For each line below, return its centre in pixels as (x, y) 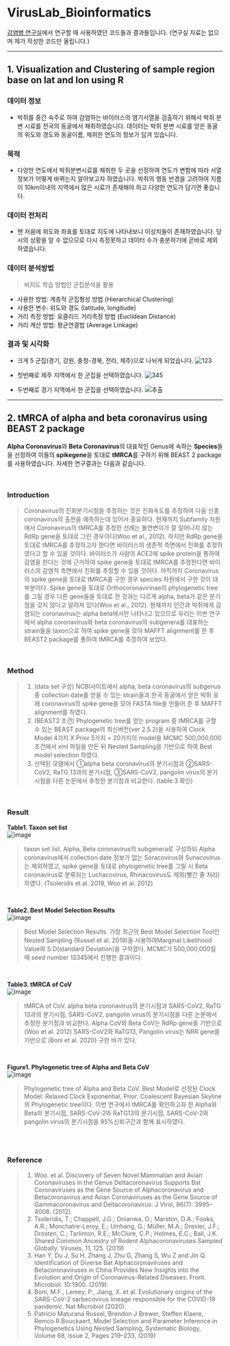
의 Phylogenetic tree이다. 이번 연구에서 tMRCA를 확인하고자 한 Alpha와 (120, 1104)
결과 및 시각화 (28, 344)
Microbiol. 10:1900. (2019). (71, 1284)
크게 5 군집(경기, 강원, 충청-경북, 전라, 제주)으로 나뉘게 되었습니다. (105, 360)
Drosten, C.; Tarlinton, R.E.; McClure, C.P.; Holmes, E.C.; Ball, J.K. (126, 1233)
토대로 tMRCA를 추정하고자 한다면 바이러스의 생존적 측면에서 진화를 (114, 545)
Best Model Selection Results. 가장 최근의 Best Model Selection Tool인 (122, 932)
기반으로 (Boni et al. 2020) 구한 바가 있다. (80, 1040)
